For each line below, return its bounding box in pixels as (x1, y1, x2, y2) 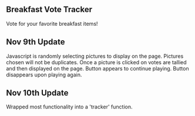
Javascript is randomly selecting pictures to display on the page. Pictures (6, 52, 184, 59)
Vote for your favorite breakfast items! (6, 20, 98, 27)
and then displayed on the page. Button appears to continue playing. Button (6, 65, 189, 72)
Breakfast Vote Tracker (6, 5, 93, 15)
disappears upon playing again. (6, 71, 82, 78)
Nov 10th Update (6, 88, 69, 98)
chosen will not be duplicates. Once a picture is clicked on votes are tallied (6, 58, 187, 66)
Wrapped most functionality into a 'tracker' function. (6, 103, 133, 110)
